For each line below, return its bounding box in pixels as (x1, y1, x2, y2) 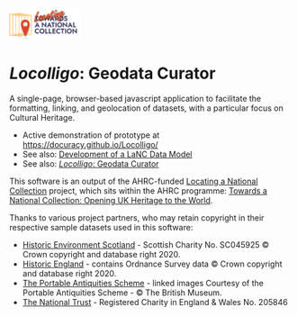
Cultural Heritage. (9, 112, 76, 122)
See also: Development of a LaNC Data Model (22, 149, 193, 159)
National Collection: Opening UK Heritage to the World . (9, 194, 213, 205)
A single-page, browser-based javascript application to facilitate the (9, 93, 262, 104)
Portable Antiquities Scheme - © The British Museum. (22, 287, 222, 298)
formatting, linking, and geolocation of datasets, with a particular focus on (9, 103, 283, 113)
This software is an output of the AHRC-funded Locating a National (9, 176, 258, 186)
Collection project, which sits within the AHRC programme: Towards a (9, 185, 268, 196)
